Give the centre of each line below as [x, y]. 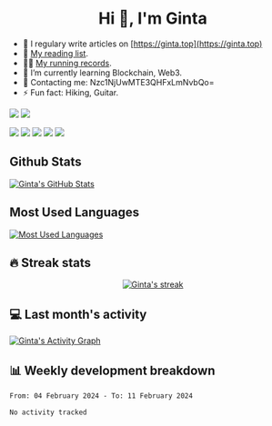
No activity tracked [49, 412]
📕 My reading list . [55, 53]
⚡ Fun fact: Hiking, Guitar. [71, 92]
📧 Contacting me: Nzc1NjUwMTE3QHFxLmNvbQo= [119, 82]
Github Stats [45, 162]
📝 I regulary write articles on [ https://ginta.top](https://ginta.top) [142, 44]
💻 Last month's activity [78, 314]
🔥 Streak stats [50, 263]
